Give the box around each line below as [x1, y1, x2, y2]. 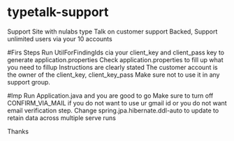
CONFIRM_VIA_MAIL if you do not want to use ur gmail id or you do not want [7, 98, 227, 107]
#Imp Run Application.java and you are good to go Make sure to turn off [7, 91, 214, 100]
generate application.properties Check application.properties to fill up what [7, 55, 224, 64]
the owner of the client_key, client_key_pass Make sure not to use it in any [7, 70, 220, 79]
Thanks [7, 127, 29, 135]
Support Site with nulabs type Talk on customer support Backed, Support [7, 27, 218, 36]
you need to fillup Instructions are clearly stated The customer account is [7, 63, 218, 71]
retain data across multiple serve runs [7, 113, 117, 122]
